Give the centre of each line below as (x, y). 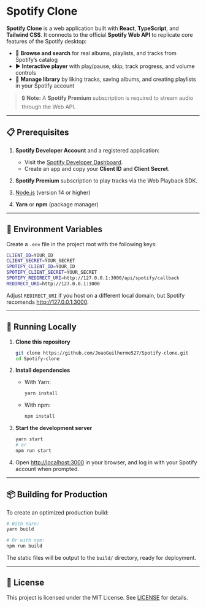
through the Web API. (48, 107)
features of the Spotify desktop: (47, 41)
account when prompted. (47, 469)
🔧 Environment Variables (55, 229)
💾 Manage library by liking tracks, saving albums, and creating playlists (105, 79)
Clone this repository (43, 342)
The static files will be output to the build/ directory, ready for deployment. (101, 558)
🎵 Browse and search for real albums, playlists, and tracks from (96, 53)
